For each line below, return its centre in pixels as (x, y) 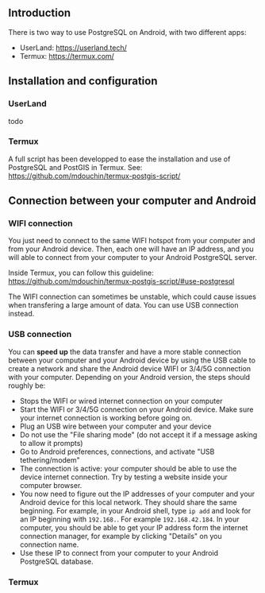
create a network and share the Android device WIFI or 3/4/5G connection (130, 368)
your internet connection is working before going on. (106, 417)
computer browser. (51, 485)
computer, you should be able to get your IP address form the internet (134, 527)
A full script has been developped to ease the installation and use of (119, 159)
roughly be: (27, 386)
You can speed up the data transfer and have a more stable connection (125, 351)
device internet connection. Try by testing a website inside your (124, 477)
